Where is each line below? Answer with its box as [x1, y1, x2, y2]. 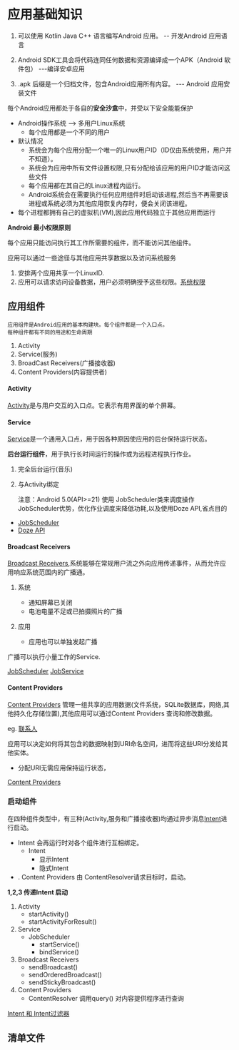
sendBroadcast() [28, 962, 78, 971]
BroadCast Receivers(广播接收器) [17, 358, 116, 367]
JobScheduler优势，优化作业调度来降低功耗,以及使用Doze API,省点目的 [17, 504, 228, 513]
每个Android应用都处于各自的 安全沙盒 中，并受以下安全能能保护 [7, 103, 193, 112]
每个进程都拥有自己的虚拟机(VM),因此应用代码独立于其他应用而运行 [17, 208, 216, 216]
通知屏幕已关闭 [28, 598, 73, 607]
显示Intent [39, 855, 69, 863]
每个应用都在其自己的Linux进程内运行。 [28, 181, 145, 190]
